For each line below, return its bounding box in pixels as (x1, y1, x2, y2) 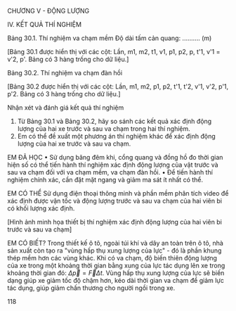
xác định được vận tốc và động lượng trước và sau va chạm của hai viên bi (7, 197, 223, 205)
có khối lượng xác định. (7, 204, 75, 212)
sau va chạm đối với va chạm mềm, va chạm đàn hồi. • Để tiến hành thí (7, 168, 213, 176)
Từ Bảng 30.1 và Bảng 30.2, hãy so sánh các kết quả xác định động (17, 117, 212, 125)
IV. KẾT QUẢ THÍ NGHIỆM (7, 20, 82, 28)
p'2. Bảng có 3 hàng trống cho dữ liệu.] (7, 90, 121, 98)
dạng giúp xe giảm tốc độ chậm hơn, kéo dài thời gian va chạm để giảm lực (7, 277, 225, 284)
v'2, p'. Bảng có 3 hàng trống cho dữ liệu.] (7, 55, 129, 63)
